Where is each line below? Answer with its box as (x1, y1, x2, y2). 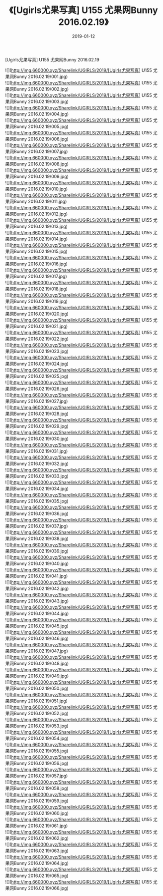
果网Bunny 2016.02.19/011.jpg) (5, 198, 67, 204)
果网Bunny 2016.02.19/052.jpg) (5, 710, 69, 716)
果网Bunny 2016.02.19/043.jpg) (5, 598, 69, 604)
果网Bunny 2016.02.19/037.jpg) (5, 523, 68, 529)
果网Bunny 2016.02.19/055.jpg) (5, 748, 69, 754)
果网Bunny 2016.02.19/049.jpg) (5, 673, 69, 679)
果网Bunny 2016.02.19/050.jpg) (5, 685, 69, 691)
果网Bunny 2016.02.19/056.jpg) (5, 760, 69, 766)
